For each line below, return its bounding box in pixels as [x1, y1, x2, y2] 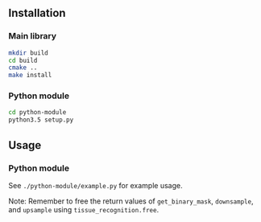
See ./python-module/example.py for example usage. [8, 180, 183, 190]
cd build [8, 56, 38, 64]
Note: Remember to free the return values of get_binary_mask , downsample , [8, 196, 254, 206]
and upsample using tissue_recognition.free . [8, 204, 159, 214]
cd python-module [8, 109, 67, 117]
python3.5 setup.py [8, 116, 74, 124]
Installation [8, 6, 66, 20]
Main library [8, 31, 57, 42]
